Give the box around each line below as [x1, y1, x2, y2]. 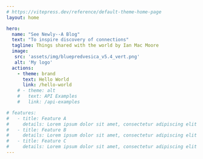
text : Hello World [22, 76, 69, 83]
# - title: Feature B [6, 127, 67, 133]
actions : [12, 65, 34, 71]
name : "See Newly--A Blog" [12, 31, 80, 37]
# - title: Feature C [6, 138, 67, 144]
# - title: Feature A [6, 115, 67, 121]
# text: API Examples [17, 93, 78, 100]
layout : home [6, 15, 40, 21]
